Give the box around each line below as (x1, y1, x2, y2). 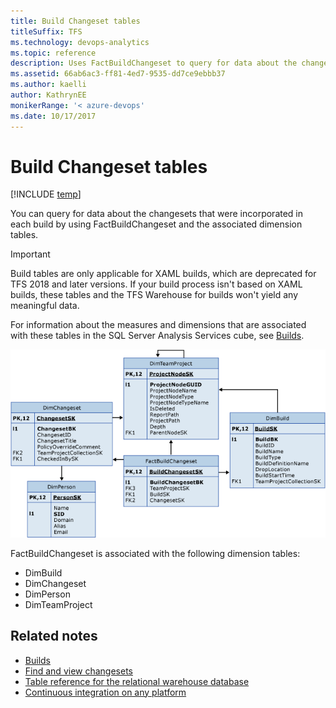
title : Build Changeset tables (10, 16, 141, 26)
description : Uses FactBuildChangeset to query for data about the (10, 58, 298, 69)
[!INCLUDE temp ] (10, 188, 82, 200)
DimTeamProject (24, 598, 93, 610)
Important (10, 248, 51, 260)
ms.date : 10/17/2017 (10, 111, 97, 121)
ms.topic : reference (10, 48, 97, 58)
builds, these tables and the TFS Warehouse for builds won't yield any (10, 289, 299, 301)
